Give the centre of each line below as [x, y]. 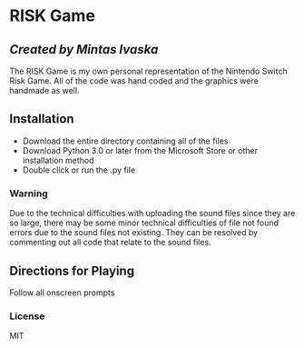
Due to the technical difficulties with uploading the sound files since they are [152, 214]
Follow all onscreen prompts [62, 293]
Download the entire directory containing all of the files [125, 141]
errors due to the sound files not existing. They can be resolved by [134, 233]
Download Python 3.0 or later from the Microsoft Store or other [140, 150]
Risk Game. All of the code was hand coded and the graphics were [134, 81]
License [27, 316]
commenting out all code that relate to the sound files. [110, 243]
